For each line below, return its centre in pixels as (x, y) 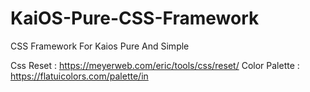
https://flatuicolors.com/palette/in (79, 76)
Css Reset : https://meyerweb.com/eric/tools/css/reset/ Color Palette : (155, 65)
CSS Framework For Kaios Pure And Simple (100, 46)
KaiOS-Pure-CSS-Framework (135, 18)
